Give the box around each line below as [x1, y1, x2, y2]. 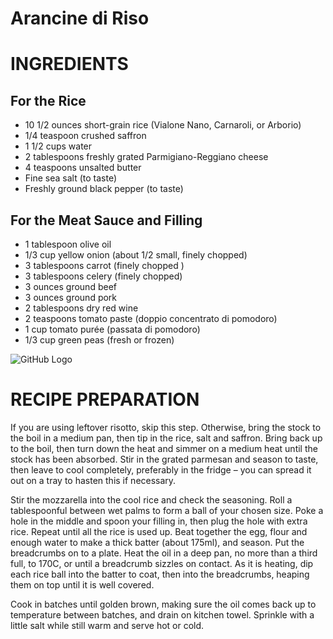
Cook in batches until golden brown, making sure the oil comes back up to [10, 598, 317, 610]
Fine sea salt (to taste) [24, 172, 118, 184]
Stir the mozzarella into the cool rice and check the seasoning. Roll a [10, 493, 293, 506]
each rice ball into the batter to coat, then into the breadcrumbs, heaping [10, 568, 310, 580]
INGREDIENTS [10, 53, 129, 76]
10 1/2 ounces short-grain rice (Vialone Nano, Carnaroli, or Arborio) [24, 119, 302, 131]
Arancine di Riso [10, 7, 150, 30]
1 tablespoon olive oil [24, 238, 112, 250]
